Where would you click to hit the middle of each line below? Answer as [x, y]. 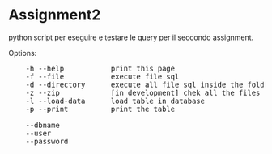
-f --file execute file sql [102, 76]
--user [38, 133]
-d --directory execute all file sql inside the [134, 84]
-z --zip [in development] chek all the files [143, 92]
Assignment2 [55, 15]
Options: [23, 53]
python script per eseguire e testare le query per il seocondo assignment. [131, 37]
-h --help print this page [100, 68]
